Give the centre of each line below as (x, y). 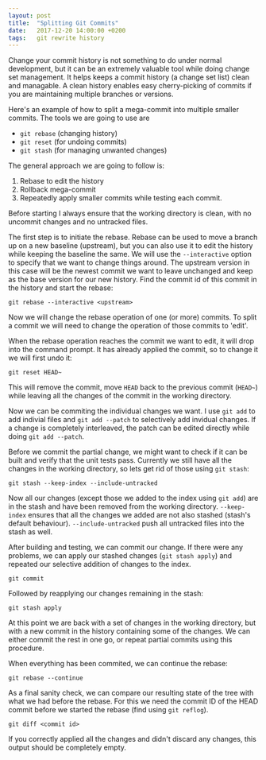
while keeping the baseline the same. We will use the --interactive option (130, 254)
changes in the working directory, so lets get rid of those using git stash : (129, 469)
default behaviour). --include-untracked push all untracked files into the (126, 523)
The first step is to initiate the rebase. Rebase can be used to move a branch (133, 237)
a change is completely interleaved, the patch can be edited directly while (129, 428)
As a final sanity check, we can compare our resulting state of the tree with (131, 693)
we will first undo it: (40, 358)
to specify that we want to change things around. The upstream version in (129, 262)
